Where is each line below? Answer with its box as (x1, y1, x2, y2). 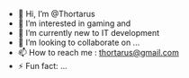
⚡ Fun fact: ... (17, 61, 67, 71)
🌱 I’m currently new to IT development (17, 28, 160, 38)
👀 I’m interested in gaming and (17, 18, 131, 29)
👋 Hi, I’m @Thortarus (17, 9, 96, 19)
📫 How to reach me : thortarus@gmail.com (17, 48, 180, 57)
